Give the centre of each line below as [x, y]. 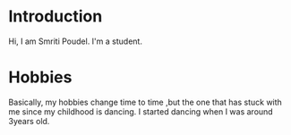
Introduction [56, 17]
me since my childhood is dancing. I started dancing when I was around [141, 111]
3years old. [29, 121]
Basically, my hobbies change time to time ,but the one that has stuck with [145, 102]
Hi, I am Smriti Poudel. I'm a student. [75, 41]
